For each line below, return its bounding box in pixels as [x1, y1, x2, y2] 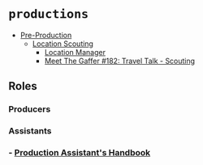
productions [8, 6, 89, 22]
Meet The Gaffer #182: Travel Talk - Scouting [44, 56, 196, 66]
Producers [8, 104, 51, 115]
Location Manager [44, 47, 106, 57]
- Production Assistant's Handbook [8, 147, 151, 159]
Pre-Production [19, 30, 72, 40]
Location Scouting [32, 39, 93, 49]
